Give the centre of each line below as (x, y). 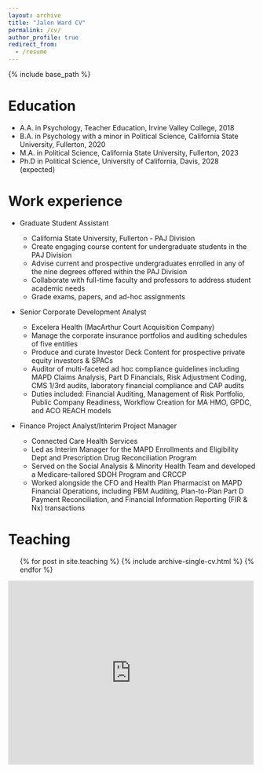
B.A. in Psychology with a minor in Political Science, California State (129, 136)
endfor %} (36, 570)
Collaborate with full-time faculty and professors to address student (141, 280)
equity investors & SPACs (72, 360)
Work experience (66, 201)
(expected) (37, 169)
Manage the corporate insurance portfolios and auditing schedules (139, 335)
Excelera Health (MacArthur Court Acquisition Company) (123, 327)
